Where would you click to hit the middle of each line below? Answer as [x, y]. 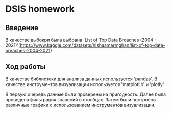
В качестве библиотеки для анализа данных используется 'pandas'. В [81, 79]
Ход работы [26, 67]
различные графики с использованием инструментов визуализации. [80, 105]
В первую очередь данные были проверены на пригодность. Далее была [86, 94]
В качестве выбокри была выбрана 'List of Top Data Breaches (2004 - [81, 40]
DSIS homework [40, 9]
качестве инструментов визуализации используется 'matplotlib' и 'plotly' [85, 84]
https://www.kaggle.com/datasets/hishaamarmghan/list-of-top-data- [93, 45]
